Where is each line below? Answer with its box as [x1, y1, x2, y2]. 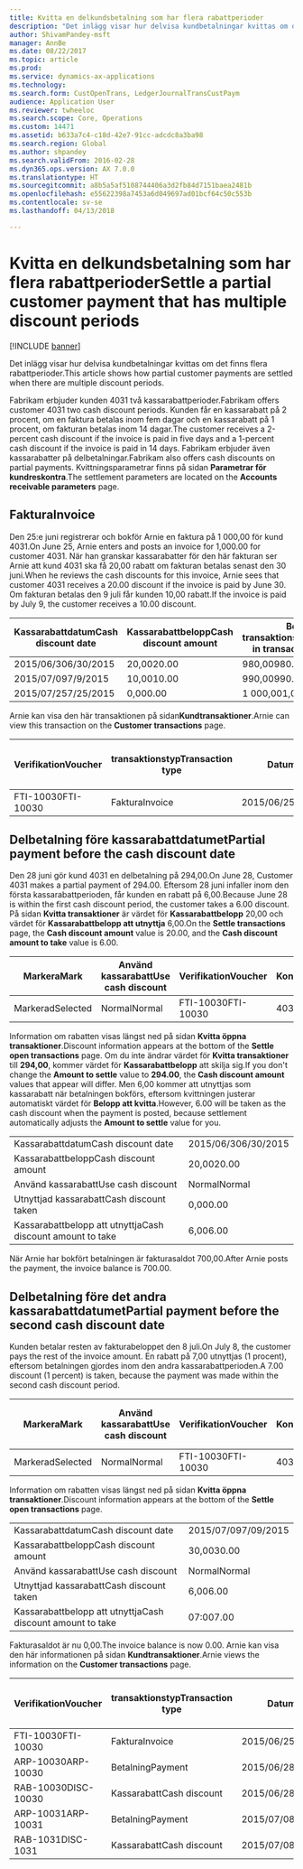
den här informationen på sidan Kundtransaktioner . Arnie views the [9, 1650, 260, 1660]
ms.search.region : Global [9, 139, 106, 148]
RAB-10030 [14, 1781, 68, 1794]
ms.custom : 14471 [9, 123, 75, 132]
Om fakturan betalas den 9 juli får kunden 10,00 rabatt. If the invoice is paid [9, 589, 287, 600]
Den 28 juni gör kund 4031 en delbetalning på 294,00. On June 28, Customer [9, 870, 294, 881]
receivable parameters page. [9, 480, 120, 492]
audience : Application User [9, 97, 115, 107]
